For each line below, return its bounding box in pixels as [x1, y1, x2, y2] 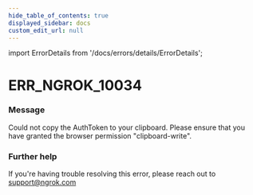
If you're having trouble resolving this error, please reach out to [8, 169, 216, 179]
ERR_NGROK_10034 [8, 76, 142, 94]
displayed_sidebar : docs [8, 19, 91, 27]
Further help [8, 150, 57, 162]
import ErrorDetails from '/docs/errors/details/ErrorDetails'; [8, 49, 204, 58]
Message [8, 104, 45, 115]
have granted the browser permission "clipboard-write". [8, 131, 192, 140]
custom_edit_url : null [8, 26, 84, 34]
